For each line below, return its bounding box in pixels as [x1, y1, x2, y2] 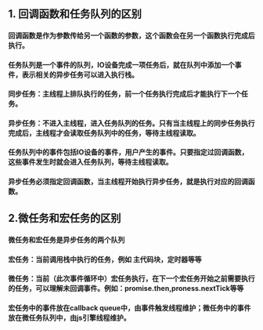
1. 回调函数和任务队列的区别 [8, 7, 142, 21]
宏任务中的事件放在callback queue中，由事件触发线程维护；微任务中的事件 [8, 303, 251, 312]
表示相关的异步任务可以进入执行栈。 [21, 70, 139, 79]
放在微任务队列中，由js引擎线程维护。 [8, 313, 131, 322]
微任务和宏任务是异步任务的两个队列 [8, 234, 125, 245]
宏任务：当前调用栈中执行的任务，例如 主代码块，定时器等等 [8, 254, 202, 264]
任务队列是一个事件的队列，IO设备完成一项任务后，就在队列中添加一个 [8, 60, 235, 69]
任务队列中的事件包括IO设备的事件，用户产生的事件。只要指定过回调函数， [8, 147, 249, 157]
